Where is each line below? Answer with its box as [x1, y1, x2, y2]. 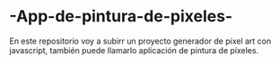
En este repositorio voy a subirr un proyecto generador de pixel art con [9, 36, 272, 46]
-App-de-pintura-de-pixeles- [9, 6, 233, 27]
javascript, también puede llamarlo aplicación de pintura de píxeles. [9, 44, 258, 55]
